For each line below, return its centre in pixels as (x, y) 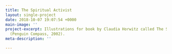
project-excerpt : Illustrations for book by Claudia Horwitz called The (84, 29)
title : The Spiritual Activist (39, 10)
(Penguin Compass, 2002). (38, 34)
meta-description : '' (28, 39)
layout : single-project (31, 15)
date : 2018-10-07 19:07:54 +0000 (41, 20)
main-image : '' (21, 24)
